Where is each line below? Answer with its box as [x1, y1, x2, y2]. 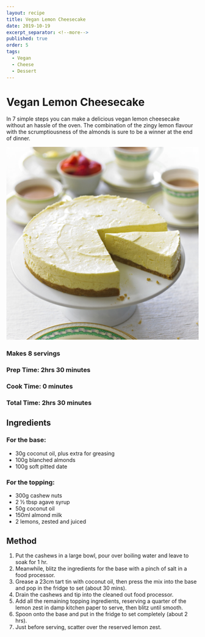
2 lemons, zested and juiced [15, 518, 87, 526]
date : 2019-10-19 [6, 23, 51, 29]
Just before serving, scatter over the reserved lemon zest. [15, 623, 162, 630]
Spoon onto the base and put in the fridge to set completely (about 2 [15, 610, 188, 617]
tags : [6, 49, 20, 55]
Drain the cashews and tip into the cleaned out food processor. [15, 590, 174, 598]
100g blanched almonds [15, 456, 76, 463]
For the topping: [6, 478, 55, 486]
